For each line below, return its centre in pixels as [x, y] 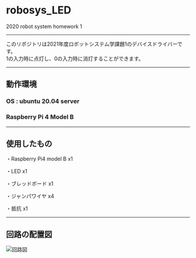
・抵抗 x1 [17, 209]
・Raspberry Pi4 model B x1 [39, 159]
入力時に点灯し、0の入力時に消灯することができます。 [78, 59]
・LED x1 [17, 171]
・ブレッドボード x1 [30, 184]
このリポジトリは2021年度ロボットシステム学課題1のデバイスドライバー [92, 44]
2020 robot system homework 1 [44, 26]
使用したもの [29, 144]
